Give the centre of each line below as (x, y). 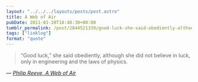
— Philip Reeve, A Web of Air (41, 73)
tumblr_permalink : (29, 28)
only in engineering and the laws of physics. (74, 61)
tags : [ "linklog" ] (29, 33)
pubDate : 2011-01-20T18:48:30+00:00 (51, 22)
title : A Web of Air (32, 17)
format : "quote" (26, 39)
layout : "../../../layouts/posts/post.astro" (63, 11)
